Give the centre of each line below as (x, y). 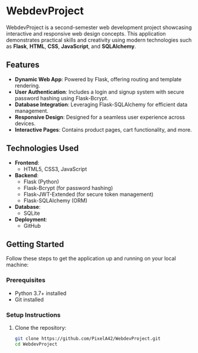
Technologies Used (42, 149)
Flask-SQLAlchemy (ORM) (55, 201)
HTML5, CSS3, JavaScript (55, 169)
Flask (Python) (41, 182)
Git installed (29, 299)
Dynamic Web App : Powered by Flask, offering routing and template (98, 79)
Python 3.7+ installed (40, 293)
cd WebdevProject (36, 344)
